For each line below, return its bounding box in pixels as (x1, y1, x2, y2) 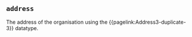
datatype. (15, 24, 38, 31)
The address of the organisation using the (6, 18, 108, 25)
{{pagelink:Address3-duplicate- (108, 18, 187, 25)
